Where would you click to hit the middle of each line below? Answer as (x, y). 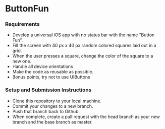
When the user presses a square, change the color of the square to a (83, 56)
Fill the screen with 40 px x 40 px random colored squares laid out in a (84, 46)
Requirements (23, 24)
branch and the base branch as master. (52, 122)
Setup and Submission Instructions (48, 90)
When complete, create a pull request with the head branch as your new (86, 117)
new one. (22, 61)
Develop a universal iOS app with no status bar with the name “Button (83, 35)
